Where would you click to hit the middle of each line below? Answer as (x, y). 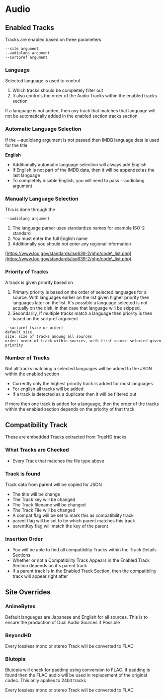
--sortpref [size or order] (34, 328)
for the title (16, 145)
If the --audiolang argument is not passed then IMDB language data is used (82, 140)
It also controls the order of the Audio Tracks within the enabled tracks (85, 96)
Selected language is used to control (43, 81)
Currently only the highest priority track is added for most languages (83, 384)
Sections (21, 555)
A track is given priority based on (39, 282)
